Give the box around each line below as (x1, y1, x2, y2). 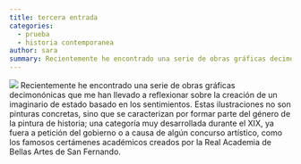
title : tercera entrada (9, 12, 99, 22)
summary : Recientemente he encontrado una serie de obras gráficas (9, 54, 267, 63)
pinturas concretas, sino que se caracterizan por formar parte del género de (9, 109, 291, 119)
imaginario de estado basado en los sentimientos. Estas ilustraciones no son (9, 99, 291, 110)
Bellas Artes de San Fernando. (9, 146, 121, 157)
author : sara (9, 46, 58, 55)
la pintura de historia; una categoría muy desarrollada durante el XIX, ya (9, 118, 275, 128)
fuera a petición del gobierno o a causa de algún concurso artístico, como (9, 127, 283, 138)
